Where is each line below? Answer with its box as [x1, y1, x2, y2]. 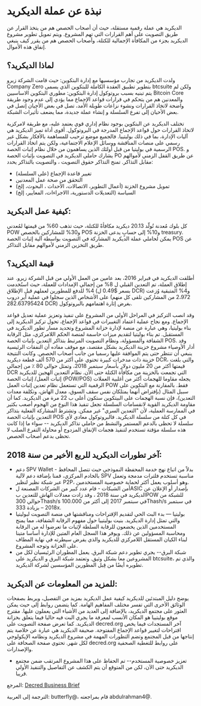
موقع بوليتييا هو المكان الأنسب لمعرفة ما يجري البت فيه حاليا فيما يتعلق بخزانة [7, 614, 178, 621]
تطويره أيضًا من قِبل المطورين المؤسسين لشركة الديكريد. [15, 562, 144, 569]
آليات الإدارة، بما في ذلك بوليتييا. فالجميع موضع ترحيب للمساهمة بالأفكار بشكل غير [7, 132, 188, 140]
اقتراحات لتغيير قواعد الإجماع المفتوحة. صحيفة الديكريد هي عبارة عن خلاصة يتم [7, 626, 181, 633]
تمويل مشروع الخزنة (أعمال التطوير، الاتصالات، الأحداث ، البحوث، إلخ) [15, 182, 170, 189]
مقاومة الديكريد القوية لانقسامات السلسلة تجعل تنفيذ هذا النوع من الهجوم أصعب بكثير [7, 400, 196, 408]
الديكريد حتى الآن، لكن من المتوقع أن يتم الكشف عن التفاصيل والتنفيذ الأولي [15, 663, 184, 671]
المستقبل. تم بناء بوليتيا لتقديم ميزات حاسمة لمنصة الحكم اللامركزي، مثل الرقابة [7, 331, 184, 338]
